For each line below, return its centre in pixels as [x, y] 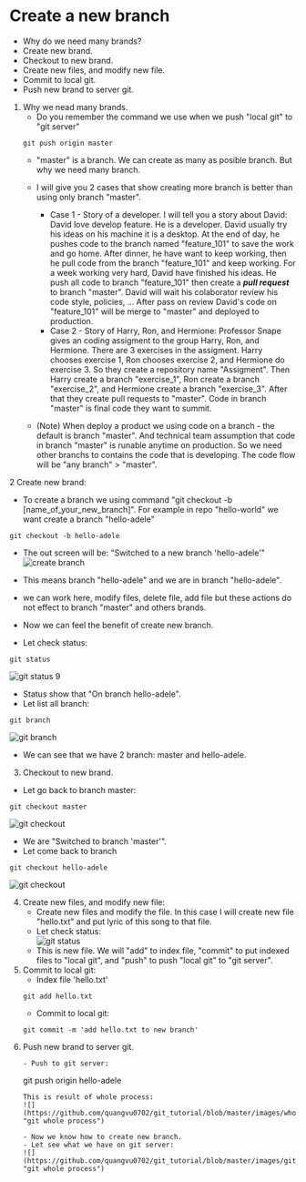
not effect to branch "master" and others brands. [114, 607]
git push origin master [68, 143]
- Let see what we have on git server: [98, 1145]
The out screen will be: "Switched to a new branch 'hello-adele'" [144, 553]
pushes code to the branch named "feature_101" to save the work [172, 243]
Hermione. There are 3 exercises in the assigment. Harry [156, 350]
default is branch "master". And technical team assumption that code [166, 435]
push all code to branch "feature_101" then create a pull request [169, 282]
